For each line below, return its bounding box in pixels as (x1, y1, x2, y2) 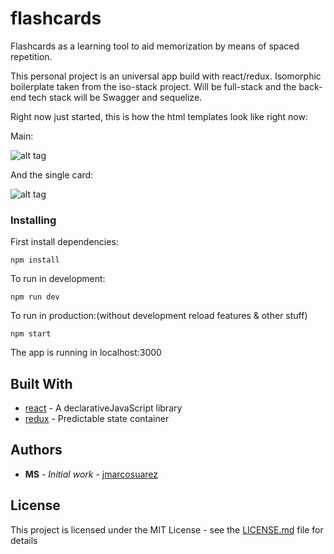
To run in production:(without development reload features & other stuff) (10, 310, 308, 322)
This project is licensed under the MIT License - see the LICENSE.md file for (10, 523, 324, 536)
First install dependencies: (10, 236, 119, 248)
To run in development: (10, 273, 106, 285)
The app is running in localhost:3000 (10, 347, 162, 359)
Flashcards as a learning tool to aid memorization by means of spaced (10, 40, 300, 52)
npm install (10, 255, 60, 266)
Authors (10, 442, 63, 459)
